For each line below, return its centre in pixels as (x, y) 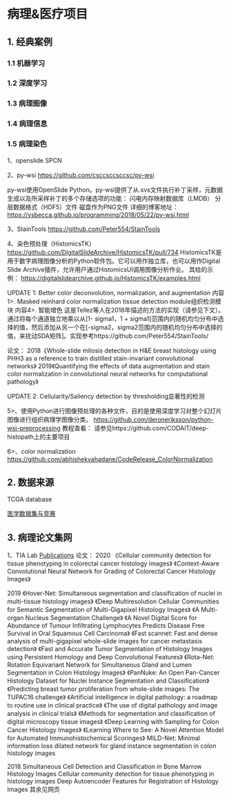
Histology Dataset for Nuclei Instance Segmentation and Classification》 (108, 681)
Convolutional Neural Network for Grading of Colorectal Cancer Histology (111, 571)
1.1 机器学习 (26, 63)
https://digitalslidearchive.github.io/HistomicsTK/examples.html (111, 278)
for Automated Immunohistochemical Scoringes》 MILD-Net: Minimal (104, 738)
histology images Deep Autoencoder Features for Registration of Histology (113, 781)
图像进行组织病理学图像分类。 (49, 419)
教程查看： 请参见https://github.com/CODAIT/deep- (135, 428)
